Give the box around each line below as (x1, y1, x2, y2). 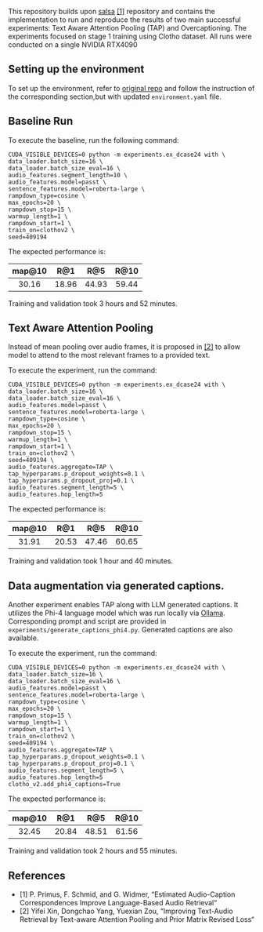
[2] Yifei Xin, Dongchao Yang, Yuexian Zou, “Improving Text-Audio (19, 906, 233, 916)
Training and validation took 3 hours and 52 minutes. (8, 298, 178, 308)
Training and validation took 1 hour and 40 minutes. (8, 556, 174, 566)
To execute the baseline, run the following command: (8, 135, 179, 144)
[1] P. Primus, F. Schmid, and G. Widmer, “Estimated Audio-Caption (19, 890, 236, 899)
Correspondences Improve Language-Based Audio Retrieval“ (19, 898, 218, 908)
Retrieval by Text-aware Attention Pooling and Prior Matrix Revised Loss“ (19, 915, 254, 924)
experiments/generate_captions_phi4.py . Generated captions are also (8, 625, 233, 635)
